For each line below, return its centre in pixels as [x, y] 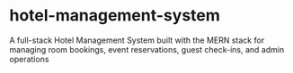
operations [29, 59]
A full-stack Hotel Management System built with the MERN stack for [137, 40]
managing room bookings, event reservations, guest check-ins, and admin [147, 49]
